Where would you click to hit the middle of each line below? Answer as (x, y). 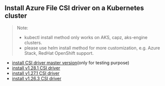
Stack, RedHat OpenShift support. (59, 53)
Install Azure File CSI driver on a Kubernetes (74, 8)
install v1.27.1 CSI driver (36, 73)
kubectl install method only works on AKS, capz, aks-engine (86, 37)
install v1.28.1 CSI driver (36, 68)
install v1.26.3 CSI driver (37, 78)
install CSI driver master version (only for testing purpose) (71, 63)
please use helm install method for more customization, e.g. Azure (92, 48)
